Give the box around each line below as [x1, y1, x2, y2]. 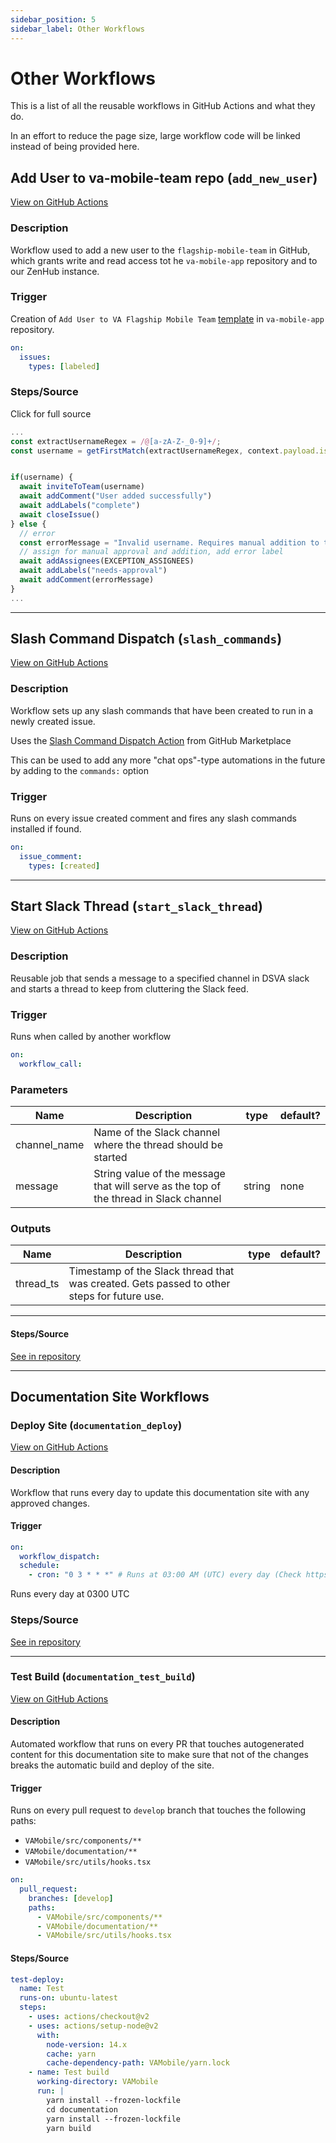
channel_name [15, 1138, 85, 1152]
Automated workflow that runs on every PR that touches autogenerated [10, 1738, 305, 1750]
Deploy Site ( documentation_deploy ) [10, 1418, 183, 1432]
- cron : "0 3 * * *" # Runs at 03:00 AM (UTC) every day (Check [28, 1570, 302, 1580]
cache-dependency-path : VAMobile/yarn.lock [46, 2058, 230, 2068]
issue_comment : [19, 851, 83, 861]
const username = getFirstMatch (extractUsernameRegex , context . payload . [10, 446, 320, 456]
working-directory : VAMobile [36, 2077, 159, 2087]
